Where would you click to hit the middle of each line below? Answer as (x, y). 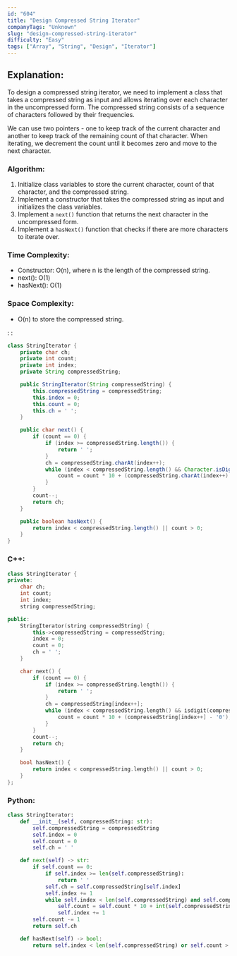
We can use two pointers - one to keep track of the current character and (114, 128)
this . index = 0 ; (56, 398)
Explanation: (36, 75)
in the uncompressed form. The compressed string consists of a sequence (116, 107)
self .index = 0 (55, 835)
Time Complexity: (38, 255)
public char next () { (51, 430)
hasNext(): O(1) (39, 286)
